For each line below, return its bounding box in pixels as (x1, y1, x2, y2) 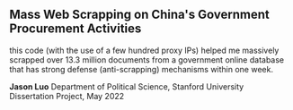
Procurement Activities (9, 21, 142, 37)
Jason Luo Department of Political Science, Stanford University (9, 80, 244, 92)
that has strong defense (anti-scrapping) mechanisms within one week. (9, 63, 274, 74)
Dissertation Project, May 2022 (9, 90, 125, 101)
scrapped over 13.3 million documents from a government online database (9, 54, 285, 65)
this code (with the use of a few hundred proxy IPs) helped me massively (9, 45, 280, 55)
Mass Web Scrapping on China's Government (9, 7, 270, 22)
